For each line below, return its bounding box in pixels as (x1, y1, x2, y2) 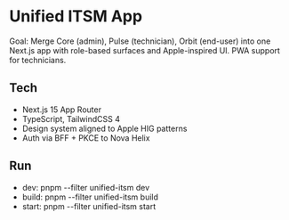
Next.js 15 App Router (21, 104, 102, 115)
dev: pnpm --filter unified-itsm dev (21, 182, 150, 192)
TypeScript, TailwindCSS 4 (21, 113, 120, 124)
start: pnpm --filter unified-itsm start (21, 200, 157, 211)
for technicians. (9, 54, 67, 65)
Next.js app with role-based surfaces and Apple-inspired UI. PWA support (9, 45, 280, 55)
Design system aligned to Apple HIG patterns (21, 123, 188, 134)
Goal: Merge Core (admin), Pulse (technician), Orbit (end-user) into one (9, 36, 271, 46)
